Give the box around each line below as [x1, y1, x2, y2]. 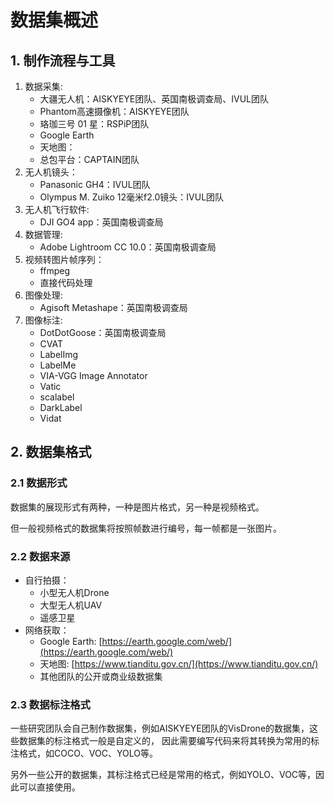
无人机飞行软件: [24, 204, 90, 215]
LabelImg [39, 349, 79, 360]
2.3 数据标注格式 [10, 697, 91, 711]
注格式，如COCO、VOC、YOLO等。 [10, 747, 158, 760]
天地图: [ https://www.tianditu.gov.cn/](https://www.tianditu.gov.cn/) [39, 657, 319, 670]
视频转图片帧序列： [24, 254, 105, 265]
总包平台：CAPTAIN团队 [39, 154, 140, 165]
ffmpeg [39, 265, 70, 276]
